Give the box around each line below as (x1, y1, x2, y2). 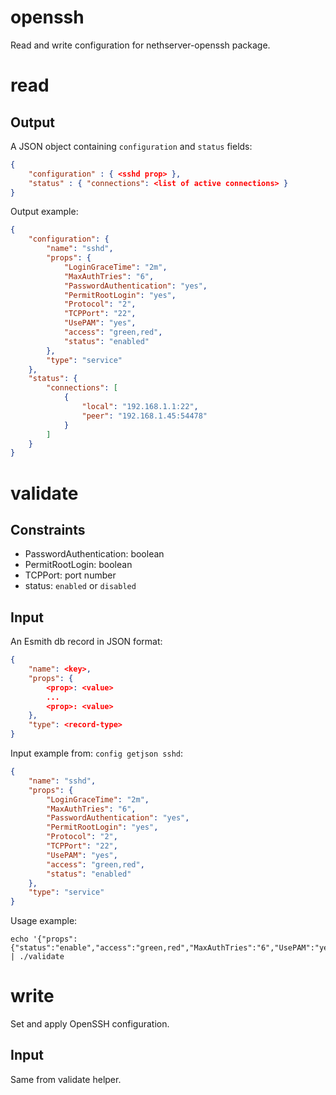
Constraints (10, 521, 86, 538)
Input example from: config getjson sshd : (10, 747, 184, 759)
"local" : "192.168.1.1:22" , (81, 402, 199, 412)
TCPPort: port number (24, 569, 117, 581)
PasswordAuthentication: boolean (24, 548, 165, 560)
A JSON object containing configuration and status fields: (10, 140, 253, 152)
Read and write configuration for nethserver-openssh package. (10, 39, 271, 51)
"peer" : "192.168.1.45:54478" (81, 411, 208, 421)
